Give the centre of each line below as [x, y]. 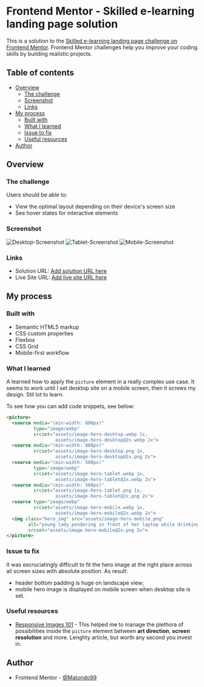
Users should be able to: [37, 195]
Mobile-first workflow [42, 352]
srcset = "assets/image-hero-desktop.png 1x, [89, 451]
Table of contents [40, 73]
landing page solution [62, 24]
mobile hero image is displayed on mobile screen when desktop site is [103, 589]
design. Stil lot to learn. [35, 395]
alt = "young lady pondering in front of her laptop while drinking [114, 524]
